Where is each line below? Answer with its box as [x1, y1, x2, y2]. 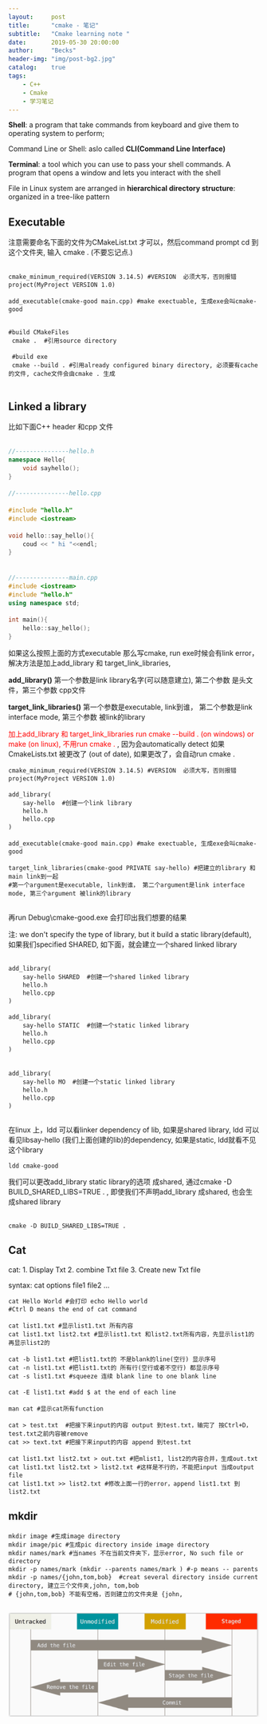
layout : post [8, 13, 66, 21]
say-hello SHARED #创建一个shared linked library [22, 973, 190, 981]
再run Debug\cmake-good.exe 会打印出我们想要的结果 [8, 912, 187, 922]
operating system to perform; [8, 129, 105, 138]
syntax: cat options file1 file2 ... [8, 1280, 110, 1290]
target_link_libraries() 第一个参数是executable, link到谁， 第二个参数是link [8, 702, 253, 712]
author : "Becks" [8, 46, 77, 55]
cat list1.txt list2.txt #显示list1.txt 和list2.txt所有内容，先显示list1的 [8, 1330, 255, 1339]
